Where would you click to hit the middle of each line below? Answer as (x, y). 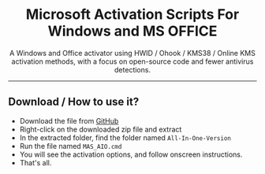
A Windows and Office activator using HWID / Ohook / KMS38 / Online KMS (132, 53)
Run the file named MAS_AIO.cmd (71, 146)
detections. (132, 69)
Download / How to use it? (74, 102)
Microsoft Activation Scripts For (132, 15)
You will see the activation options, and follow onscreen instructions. (131, 154)
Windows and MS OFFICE (132, 31)
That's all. (35, 162)
